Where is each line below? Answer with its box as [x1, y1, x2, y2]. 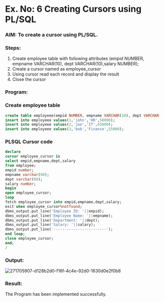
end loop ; [5, 231, 26, 236]
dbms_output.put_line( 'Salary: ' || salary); [5, 222, 96, 227]
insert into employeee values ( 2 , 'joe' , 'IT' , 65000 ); [5, 122, 113, 127]
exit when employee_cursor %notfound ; [5, 204, 82, 209]
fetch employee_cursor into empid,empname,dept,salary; [5, 200, 122, 204]
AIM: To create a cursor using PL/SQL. [5, 31, 98, 38]
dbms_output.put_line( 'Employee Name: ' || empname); [5, 213, 113, 218]
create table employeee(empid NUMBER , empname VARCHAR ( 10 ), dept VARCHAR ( [5, 113, 162, 118]
